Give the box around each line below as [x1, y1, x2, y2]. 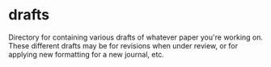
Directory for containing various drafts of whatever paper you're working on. [8, 32, 264, 42]
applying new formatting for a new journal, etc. [8, 49, 164, 59]
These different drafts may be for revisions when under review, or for [8, 40, 239, 50]
